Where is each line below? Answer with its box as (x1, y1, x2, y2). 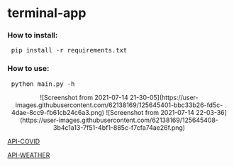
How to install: (7, 31, 58, 40)
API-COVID (7, 137, 40, 145)
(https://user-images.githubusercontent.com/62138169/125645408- (20, 116, 218, 124)
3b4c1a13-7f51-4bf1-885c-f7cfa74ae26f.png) (52, 123, 186, 132)
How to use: (7, 64, 50, 74)
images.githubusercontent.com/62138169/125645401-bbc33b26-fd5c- (15, 101, 223, 109)
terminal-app (7, 5, 87, 21)
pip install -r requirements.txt (11, 46, 128, 55)
